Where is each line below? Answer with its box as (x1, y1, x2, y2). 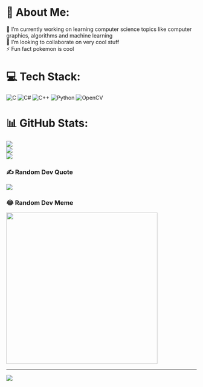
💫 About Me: (6, 5, 70, 19)
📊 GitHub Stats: (6, 116, 89, 130)
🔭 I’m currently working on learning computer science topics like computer (6, 25, 192, 33)
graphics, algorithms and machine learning (6, 31, 113, 39)
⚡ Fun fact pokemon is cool (6, 45, 74, 52)
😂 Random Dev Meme (6, 199, 74, 207)
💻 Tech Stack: (6, 70, 81, 84)
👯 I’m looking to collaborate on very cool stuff (6, 38, 120, 45)
